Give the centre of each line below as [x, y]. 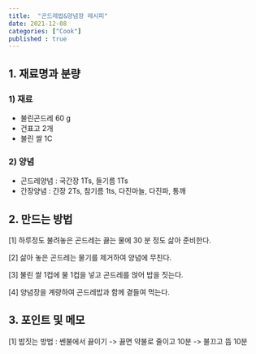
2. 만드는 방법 [41, 219]
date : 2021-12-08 [38, 24]
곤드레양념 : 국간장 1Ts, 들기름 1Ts [74, 181]
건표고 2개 [37, 128]
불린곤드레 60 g [46, 118]
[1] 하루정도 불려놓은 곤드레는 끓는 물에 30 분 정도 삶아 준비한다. [110, 240]
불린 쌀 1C [36, 138]
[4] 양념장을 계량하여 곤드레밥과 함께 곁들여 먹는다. [89, 292]
